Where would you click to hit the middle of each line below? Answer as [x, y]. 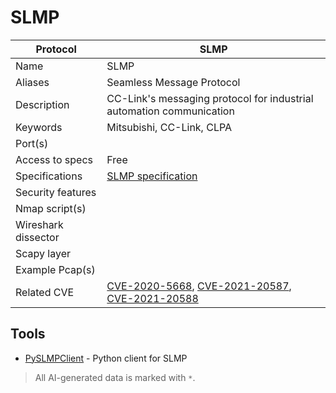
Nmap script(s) [51, 208]
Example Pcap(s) [55, 269]
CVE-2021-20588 [152, 298]
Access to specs [54, 159]
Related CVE [45, 292]
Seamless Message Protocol [173, 82]
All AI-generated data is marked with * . [115, 377]
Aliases [32, 82]
